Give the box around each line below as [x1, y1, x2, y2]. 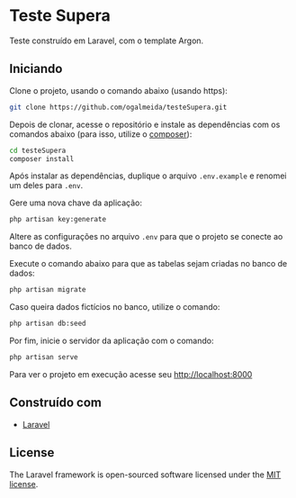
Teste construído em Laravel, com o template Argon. [9, 35, 204, 46]
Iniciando [9, 61, 63, 77]
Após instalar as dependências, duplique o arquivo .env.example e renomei [9, 170, 287, 181]
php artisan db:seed [9, 319, 87, 329]
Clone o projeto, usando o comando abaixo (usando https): [9, 85, 228, 95]
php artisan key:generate [9, 215, 106, 224]
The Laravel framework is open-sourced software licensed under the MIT [9, 469, 282, 480]
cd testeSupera [9, 146, 67, 155]
